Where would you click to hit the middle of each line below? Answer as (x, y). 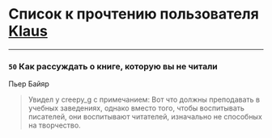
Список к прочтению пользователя (134, 14)
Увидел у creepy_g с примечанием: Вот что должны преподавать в (144, 100)
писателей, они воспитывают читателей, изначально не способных (145, 117)
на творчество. (54, 125)
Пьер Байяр (29, 84)
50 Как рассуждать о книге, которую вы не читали (113, 66)
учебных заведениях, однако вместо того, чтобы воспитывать (136, 108)
